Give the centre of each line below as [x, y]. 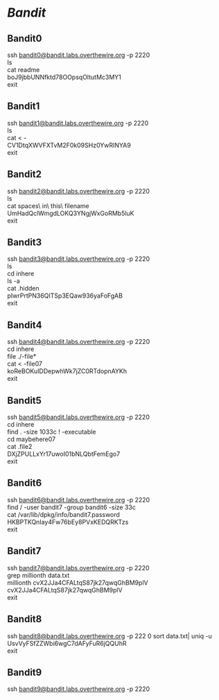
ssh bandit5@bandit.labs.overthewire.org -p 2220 [79, 417]
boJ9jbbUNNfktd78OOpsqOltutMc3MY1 [64, 77]
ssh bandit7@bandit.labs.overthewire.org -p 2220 [79, 567]
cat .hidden [23, 289]
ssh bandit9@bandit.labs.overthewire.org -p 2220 [79, 689]
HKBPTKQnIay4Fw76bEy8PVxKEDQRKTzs [68, 522]
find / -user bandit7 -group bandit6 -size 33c [72, 507]
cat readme [24, 70]
